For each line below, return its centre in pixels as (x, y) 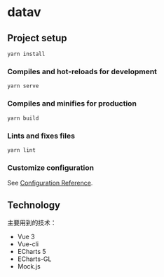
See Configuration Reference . (50, 183)
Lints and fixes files (41, 136)
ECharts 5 (32, 251)
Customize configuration (51, 167)
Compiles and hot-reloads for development (82, 71)
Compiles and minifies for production (72, 104)
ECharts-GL (34, 259)
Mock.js (29, 266)
